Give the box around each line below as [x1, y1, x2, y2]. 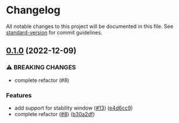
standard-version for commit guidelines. [6, 29, 103, 36]
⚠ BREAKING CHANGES [6, 64, 76, 72]
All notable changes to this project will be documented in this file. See [6, 23, 174, 30]
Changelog [6, 3, 61, 17]
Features [6, 91, 32, 99]
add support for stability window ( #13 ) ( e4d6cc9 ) [14, 104, 133, 111]
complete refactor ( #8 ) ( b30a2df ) [14, 110, 95, 117]
